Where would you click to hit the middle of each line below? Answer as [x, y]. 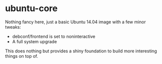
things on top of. [22, 56]
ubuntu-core [31, 8]
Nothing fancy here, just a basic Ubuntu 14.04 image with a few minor [76, 22]
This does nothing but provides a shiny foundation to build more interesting [81, 51]
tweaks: [13, 27]
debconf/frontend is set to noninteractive [54, 36]
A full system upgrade [35, 41]
